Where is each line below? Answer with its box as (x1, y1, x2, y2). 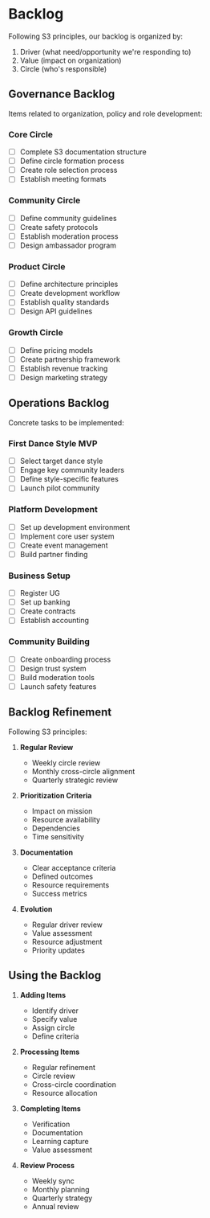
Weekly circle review (31, 757, 101, 768)
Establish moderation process (19, 231, 119, 241)
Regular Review (19, 742, 74, 752)
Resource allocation (31, 1088, 98, 1097)
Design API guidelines (19, 306, 93, 316)
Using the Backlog (8, 969, 102, 982)
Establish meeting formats (19, 174, 107, 184)
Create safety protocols (19, 222, 99, 232)
